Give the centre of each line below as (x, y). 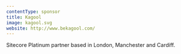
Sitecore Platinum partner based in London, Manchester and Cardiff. (91, 45)
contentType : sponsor (33, 12)
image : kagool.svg (29, 23)
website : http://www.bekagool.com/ (51, 28)
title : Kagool (24, 17)
